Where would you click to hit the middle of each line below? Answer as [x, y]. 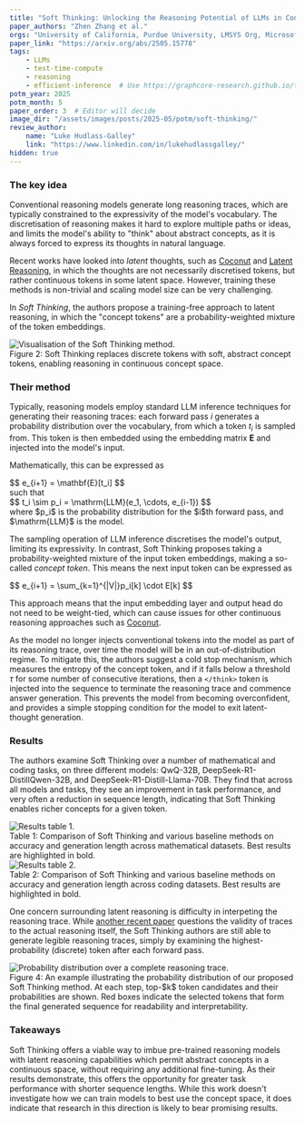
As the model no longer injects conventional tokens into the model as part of [152, 640]
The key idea [39, 184]
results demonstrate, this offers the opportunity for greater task [128, 1078]
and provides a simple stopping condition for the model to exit [125, 708]
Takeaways [35, 1030]
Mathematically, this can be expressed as [87, 465]
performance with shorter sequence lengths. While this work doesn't [138, 1088]
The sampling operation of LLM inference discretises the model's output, [146, 539]
